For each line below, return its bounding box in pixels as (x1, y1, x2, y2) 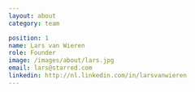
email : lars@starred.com (8, 64, 93, 73)
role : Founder (8, 49, 57, 57)
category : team (8, 19, 60, 27)
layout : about (8, 11, 57, 20)
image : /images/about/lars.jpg (8, 56, 115, 65)
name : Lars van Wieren (8, 41, 85, 49)
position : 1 (8, 34, 49, 42)
